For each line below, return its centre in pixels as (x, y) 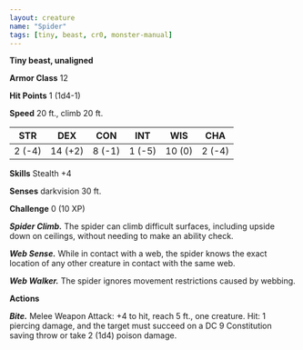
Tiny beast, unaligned (51, 61)
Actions (25, 299)
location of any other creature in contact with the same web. (122, 264)
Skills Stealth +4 (40, 174)
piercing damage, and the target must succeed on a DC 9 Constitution (141, 326)
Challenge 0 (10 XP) (47, 209)
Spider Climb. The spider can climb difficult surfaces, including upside (142, 226)
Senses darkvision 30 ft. (56, 191)
